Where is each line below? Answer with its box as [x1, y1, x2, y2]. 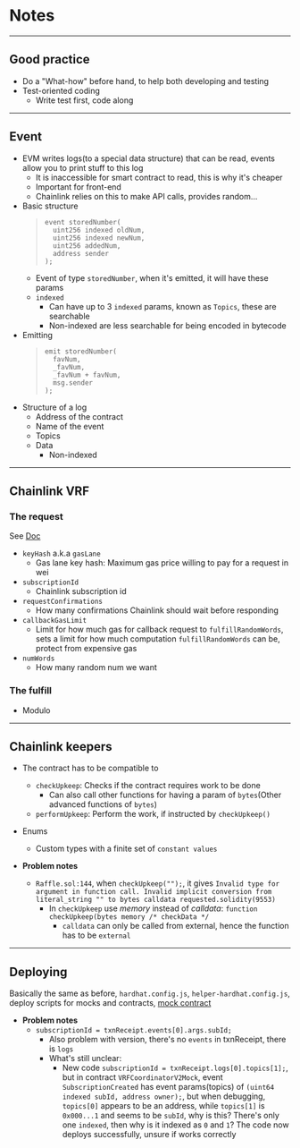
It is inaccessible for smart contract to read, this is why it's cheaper [35, 172, 283, 183]
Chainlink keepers [9, 739, 112, 754]
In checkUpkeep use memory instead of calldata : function [48, 903, 258, 914]
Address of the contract [35, 411, 123, 421]
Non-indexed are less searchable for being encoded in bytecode [48, 319, 287, 331]
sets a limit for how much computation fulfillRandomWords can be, [35, 634, 280, 644]
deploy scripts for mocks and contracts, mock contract [9, 998, 212, 1008]
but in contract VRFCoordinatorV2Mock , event [62, 1072, 223, 1083]
